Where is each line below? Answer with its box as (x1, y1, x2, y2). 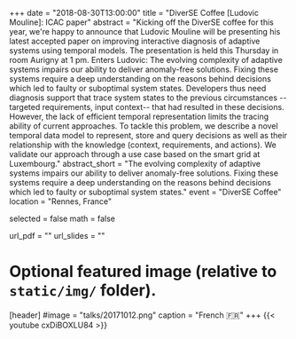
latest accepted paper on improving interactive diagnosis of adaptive (9, 35, 261, 46)
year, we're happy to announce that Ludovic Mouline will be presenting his (9, 27, 281, 36)
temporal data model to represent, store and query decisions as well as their (9, 130, 288, 140)
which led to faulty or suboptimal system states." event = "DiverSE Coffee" (9, 186, 282, 197)
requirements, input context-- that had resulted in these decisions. (42, 102, 285, 112)
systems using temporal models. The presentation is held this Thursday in (9, 45, 279, 56)
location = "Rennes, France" (9, 196, 113, 207)
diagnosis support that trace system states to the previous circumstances (9, 92, 277, 103)
